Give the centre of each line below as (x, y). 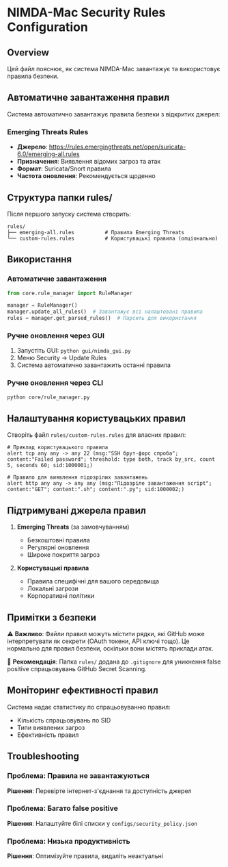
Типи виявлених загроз (51, 727)
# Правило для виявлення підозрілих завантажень (77, 477)
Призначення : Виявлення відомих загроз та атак (89, 162)
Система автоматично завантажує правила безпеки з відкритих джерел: (114, 114)
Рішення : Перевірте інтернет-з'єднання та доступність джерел (100, 791)
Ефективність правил (48, 735)
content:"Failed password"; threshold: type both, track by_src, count (111, 460)
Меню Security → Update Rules (62, 358)
